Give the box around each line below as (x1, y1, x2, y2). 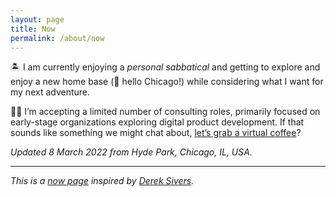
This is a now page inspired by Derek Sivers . (10, 175, 195, 187)
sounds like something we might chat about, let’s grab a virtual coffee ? (10, 127, 302, 139)
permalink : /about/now (10, 33, 105, 43)
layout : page (10, 14, 65, 25)
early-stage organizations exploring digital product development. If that (10, 116, 305, 128)
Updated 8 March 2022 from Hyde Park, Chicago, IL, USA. (10, 146, 253, 158)
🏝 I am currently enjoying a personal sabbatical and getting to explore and (10, 61, 321, 73)
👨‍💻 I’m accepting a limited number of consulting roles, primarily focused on (10, 106, 321, 118)
